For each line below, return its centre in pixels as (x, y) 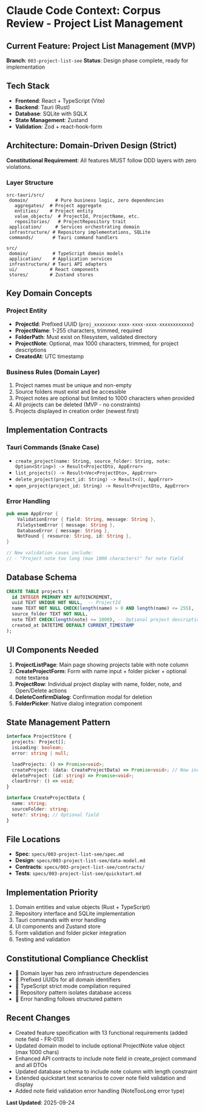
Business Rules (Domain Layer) (53, 372)
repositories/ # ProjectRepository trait (70, 221)
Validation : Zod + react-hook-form (59, 126)
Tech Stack (28, 86)
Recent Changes (39, 1018)
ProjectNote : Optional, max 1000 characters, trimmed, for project (97, 343)
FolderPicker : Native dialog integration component (79, 703)
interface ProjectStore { (39, 736)
